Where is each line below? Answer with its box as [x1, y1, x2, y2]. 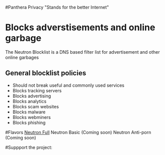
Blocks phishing [12, 119, 46, 125]
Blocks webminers [12, 114, 51, 120]
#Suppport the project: [5, 144, 53, 150]
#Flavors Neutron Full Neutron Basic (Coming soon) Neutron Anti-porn [5, 129, 151, 135]
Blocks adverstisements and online [5, 22, 155, 33]
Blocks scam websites [12, 103, 59, 109]
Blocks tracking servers [12, 87, 62, 93]
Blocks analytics [12, 98, 47, 104]
